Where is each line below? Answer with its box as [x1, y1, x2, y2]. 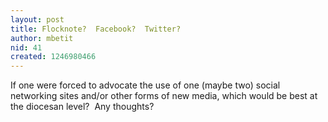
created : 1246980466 [10, 52, 97, 62]
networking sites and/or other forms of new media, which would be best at [10, 90, 318, 102]
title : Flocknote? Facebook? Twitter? [10, 24, 182, 34]
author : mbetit [10, 33, 74, 43]
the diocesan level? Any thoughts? [10, 101, 155, 113]
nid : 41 [10, 42, 43, 53]
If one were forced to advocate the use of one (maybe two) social [10, 79, 281, 91]
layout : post [10, 14, 65, 25]
